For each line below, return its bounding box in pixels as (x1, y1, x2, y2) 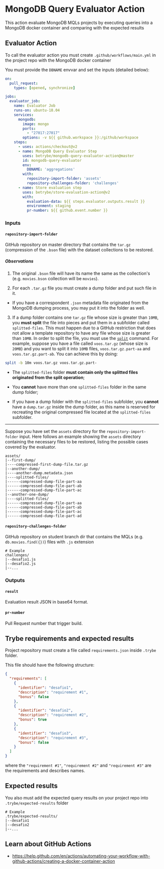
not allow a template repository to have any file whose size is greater (12, 330, 150, 336)
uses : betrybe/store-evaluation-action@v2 (22, 190, 110, 194)
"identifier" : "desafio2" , (18, 708, 73, 713)
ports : (22, 126, 36, 131)
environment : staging (26, 203, 71, 209)
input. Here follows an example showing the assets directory (19, 434, 141, 439)
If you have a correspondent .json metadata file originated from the (12, 300, 149, 306)
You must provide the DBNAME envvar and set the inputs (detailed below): (5, 67, 150, 72)
